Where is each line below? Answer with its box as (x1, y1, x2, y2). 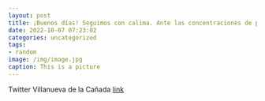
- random (8, 48, 37, 56)
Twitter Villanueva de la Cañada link (8, 84, 125, 94)
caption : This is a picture (8, 63, 101, 71)
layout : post (8, 11, 51, 20)
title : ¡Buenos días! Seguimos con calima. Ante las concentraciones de (8, 19, 252, 27)
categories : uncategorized (8, 33, 97, 42)
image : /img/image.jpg (8, 56, 83, 64)
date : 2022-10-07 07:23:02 (8, 26, 97, 34)
